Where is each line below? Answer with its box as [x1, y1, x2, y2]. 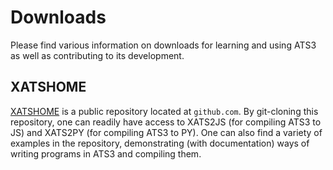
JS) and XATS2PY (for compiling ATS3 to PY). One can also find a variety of [10, 126, 323, 138]
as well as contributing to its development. [10, 49, 185, 61]
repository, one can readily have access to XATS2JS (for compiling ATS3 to [10, 116, 322, 128]
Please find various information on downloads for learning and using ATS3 [10, 39, 317, 51]
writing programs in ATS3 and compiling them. [10, 147, 202, 160]
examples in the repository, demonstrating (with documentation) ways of [10, 137, 310, 149]
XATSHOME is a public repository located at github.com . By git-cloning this [10, 105, 319, 117]
